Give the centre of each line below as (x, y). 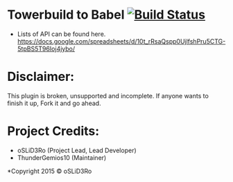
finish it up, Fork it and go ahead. (54, 103)
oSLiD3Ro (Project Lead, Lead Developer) (77, 150)
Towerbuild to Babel (66, 15)
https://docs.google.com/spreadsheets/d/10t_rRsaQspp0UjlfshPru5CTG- (121, 41)
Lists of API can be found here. (61, 34)
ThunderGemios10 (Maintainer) (62, 157)
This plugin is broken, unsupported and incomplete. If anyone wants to (108, 95)
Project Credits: (53, 131)
